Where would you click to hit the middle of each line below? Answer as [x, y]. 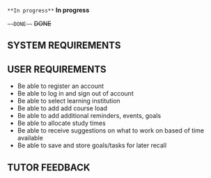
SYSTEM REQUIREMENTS [64, 46]
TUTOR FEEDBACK [49, 167]
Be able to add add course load [62, 108]
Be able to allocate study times [61, 123]
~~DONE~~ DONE [29, 23]
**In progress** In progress [48, 10]
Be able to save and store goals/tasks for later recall [92, 145]
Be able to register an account [61, 86]
